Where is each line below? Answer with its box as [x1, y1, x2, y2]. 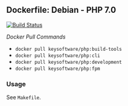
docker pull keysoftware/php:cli [15, 52, 101, 59]
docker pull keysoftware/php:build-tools [15, 46, 122, 52]
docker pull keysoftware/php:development [15, 59, 122, 65]
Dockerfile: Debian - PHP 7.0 [6, 5, 116, 15]
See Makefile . [6, 94, 41, 101]
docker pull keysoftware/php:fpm [15, 66, 101, 72]
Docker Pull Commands [6, 33, 66, 40]
